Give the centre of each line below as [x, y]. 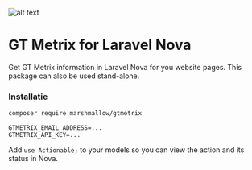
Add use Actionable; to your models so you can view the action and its [126, 150]
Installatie [28, 97]
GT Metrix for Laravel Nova [100, 45]
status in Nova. [33, 159]
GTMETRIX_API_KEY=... [45, 135]
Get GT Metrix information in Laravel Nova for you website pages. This [125, 67]
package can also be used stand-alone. [74, 76]
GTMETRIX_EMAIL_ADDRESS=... [56, 128]
